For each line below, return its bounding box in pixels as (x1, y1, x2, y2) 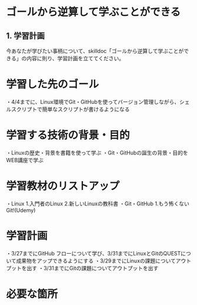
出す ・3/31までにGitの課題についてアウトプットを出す (26, 264, 159, 271)
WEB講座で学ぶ (6, 156, 44, 163)
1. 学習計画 (6, 31, 45, 41)
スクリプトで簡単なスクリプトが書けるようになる (11, 106, 130, 113)
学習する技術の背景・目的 (6, 129, 131, 142)
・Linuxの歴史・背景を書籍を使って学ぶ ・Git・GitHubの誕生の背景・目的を (6, 149, 188, 156)
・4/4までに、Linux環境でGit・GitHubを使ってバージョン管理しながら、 (6, 98, 180, 105)
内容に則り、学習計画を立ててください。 (26, 55, 125, 62)
